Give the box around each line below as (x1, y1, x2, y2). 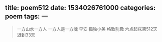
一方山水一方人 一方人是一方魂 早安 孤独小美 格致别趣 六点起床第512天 (16, 26, 158, 31)
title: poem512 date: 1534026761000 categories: (5, 4, 156, 12)
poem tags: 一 (5, 12, 48, 21)
